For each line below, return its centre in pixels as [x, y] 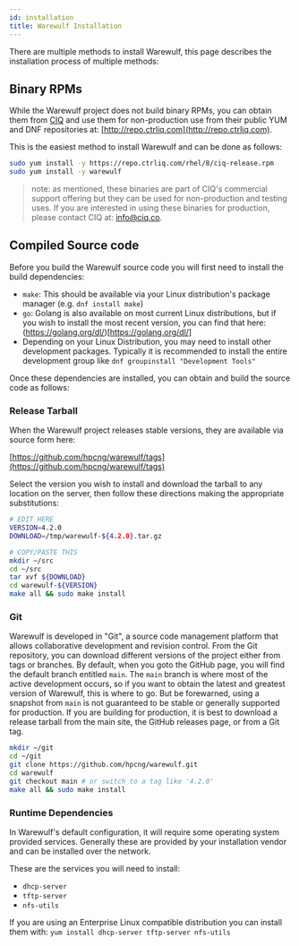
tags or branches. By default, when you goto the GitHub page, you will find [147, 665]
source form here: [43, 440]
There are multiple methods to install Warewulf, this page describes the [141, 51]
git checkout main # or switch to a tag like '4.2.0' [112, 781]
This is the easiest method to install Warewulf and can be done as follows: [146, 147]
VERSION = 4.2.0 [36, 528]
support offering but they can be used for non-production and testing [159, 199]
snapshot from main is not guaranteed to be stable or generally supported [145, 703]
